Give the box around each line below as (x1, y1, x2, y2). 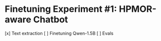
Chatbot (33, 14, 69, 25)
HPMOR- (119, 3, 157, 15)
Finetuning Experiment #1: (5, 3, 117, 15)
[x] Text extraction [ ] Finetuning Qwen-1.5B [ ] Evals (5, 30, 114, 36)
